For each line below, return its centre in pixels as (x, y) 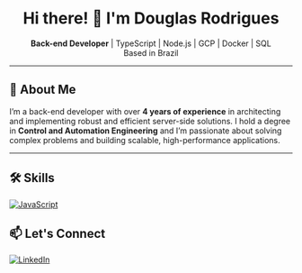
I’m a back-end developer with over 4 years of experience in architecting (145, 111)
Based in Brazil (151, 52)
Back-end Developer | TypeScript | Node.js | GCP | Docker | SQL (151, 43)
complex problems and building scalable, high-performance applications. (145, 140)
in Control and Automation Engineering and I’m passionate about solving (146, 131)
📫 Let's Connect (58, 233)
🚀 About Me (43, 90)
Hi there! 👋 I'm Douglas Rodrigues (151, 18)
